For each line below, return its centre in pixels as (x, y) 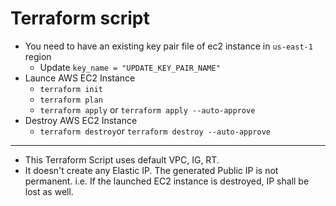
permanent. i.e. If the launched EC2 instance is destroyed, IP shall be (167, 181)
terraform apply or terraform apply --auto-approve (147, 109)
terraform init (71, 89)
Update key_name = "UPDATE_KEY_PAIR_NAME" (130, 67)
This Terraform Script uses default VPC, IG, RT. (122, 159)
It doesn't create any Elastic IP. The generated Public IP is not (151, 170)
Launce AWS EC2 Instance (80, 78)
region (38, 56)
